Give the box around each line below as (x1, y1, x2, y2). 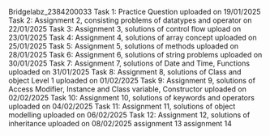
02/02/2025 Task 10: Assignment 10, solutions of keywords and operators (8, 93, 255, 102)
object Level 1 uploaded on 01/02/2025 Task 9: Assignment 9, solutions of (8, 76, 255, 85)
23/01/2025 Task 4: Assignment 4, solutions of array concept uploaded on (8, 32, 257, 42)
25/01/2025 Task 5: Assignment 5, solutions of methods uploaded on (8, 41, 239, 51)
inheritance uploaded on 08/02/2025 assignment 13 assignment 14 (8, 119, 233, 128)
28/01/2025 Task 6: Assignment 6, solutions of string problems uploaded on (8, 50, 263, 59)
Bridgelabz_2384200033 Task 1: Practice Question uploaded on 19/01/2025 (8, 7, 261, 16)
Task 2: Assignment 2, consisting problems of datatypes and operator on (8, 15, 252, 25)
